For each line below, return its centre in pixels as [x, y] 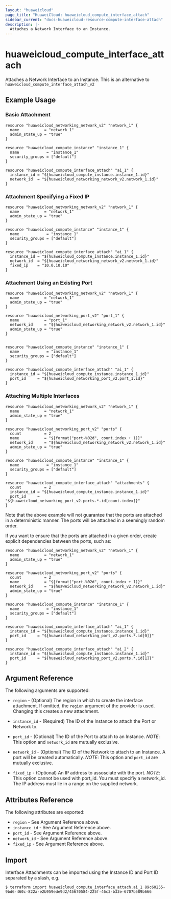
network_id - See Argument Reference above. [60, 839]
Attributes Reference [39, 800]
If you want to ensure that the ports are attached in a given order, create [81, 536]
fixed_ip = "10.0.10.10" [40, 265]
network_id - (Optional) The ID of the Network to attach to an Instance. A [89, 752]
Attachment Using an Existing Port [49, 282]
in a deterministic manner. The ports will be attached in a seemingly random [85, 520]
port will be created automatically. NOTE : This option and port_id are [85, 758]
